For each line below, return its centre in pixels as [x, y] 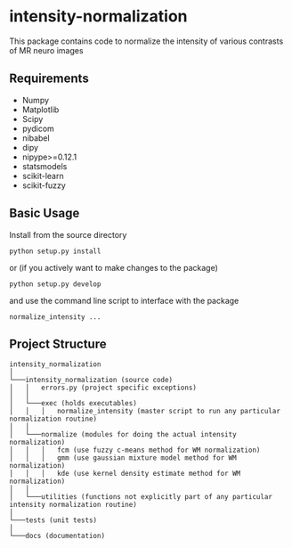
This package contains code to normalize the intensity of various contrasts [146, 41]
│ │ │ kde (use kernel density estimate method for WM [125, 474]
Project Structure [58, 344]
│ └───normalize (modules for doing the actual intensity [123, 435]
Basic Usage [45, 213]
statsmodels [45, 166]
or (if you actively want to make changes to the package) [114, 267]
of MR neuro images [46, 50]
